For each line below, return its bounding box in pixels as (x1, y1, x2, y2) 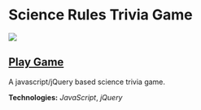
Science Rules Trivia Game (8, 6, 193, 24)
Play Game (8, 55, 64, 70)
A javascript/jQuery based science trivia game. (8, 77, 165, 87)
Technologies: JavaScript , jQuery (8, 92, 123, 102)
